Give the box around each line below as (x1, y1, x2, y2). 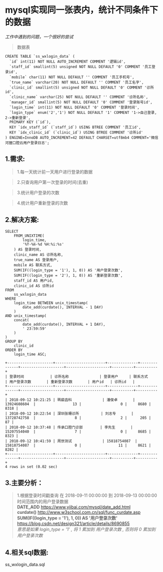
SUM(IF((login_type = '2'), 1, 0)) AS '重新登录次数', (14, 273, 123, 278)
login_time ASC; (14, 352, 47, 357)
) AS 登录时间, (14, 247, 42, 252)
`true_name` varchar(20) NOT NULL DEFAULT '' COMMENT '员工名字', (9, 80, 144, 85)
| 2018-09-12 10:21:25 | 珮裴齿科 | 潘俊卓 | (5, 397, 135, 402)
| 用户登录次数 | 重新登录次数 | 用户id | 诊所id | (5, 379, 135, 384)
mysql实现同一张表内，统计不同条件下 (5, 4, 158, 16)
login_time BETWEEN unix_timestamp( (14, 300, 89, 306)
